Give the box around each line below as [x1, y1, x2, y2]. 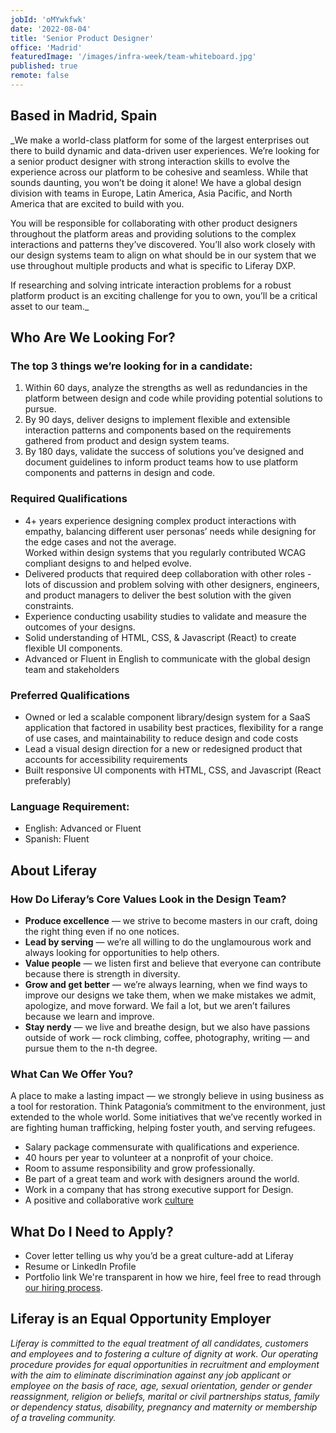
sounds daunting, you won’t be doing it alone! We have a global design [10, 176, 302, 188]
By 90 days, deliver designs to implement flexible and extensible [24, 414, 291, 426]
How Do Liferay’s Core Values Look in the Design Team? [10, 892, 287, 906]
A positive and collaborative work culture [24, 1194, 194, 1206]
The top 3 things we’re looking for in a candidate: [10, 359, 253, 373]
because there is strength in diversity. [24, 967, 181, 980]
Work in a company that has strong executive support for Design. [24, 1184, 294, 1196]
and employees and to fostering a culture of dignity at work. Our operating [10, 1347, 319, 1360]
